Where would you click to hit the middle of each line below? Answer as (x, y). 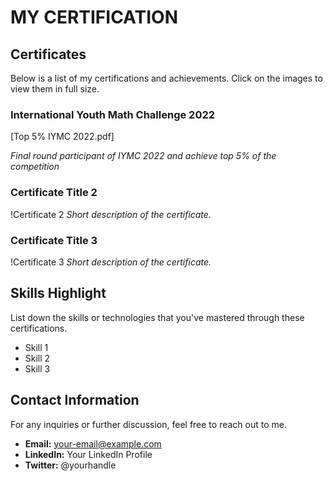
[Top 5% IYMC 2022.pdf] (62, 137)
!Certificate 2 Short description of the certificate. (111, 214)
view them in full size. (55, 89)
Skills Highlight (58, 293)
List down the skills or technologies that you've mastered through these (157, 317)
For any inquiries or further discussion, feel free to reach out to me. (148, 424)
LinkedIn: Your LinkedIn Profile (88, 454)
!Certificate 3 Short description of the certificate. (111, 262)
